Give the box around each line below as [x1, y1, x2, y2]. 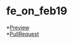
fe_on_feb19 [6, 4, 68, 18]
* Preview [6, 24, 30, 31]
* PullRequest [6, 30, 39, 37]
